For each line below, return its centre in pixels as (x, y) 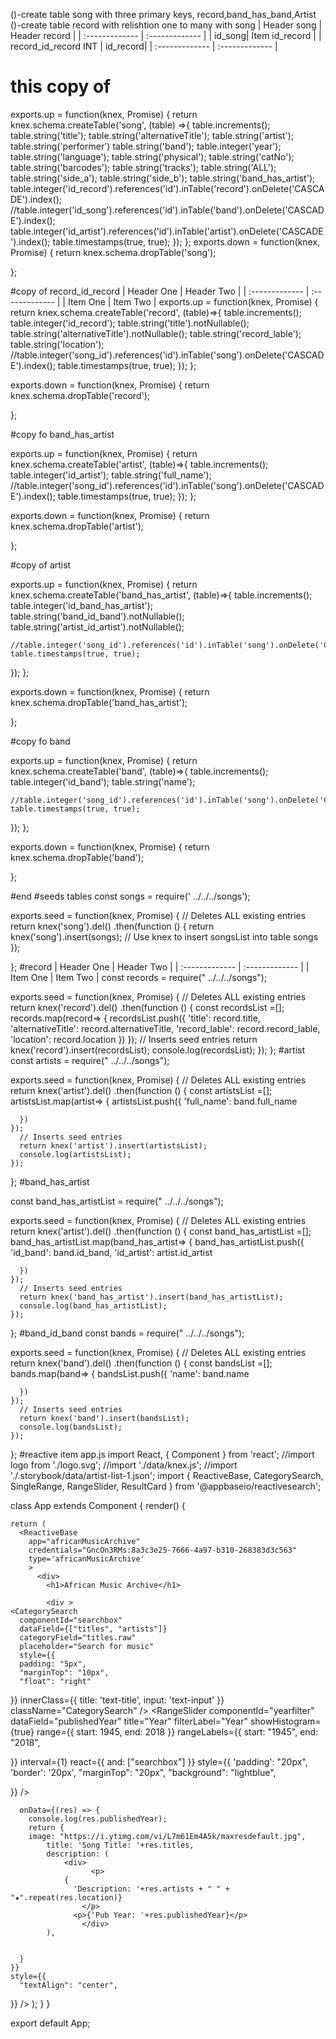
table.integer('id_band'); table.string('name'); (103, 781)
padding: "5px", (53, 1664)
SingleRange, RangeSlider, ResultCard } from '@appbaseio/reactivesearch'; (166, 1486)
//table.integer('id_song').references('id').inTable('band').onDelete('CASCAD (167, 210)
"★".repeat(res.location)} (66, 1897)
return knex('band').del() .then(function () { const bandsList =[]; (141, 1363)
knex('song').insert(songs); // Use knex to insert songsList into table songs (164, 936)
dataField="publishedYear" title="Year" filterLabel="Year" (129, 1721)
